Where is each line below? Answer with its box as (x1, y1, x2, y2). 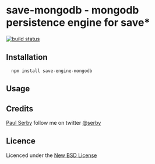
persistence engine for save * (6, 16, 150, 29)
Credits (6, 104, 34, 114)
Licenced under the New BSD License (6, 152, 97, 159)
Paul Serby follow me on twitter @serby (6, 119, 101, 126)
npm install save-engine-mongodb (11, 68, 93, 74)
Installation (6, 52, 48, 62)
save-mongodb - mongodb (6, 4, 139, 17)
